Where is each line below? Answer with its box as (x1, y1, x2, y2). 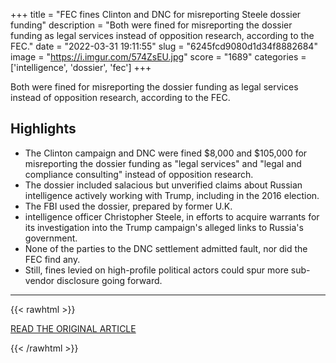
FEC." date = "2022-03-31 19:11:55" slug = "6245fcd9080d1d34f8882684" (10, 40, 318, 52)
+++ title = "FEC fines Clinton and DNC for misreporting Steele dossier (10, 9, 302, 20)
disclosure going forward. (56, 274, 163, 286)
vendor (24, 274, 55, 286)
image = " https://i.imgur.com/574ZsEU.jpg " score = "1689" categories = (10, 51, 307, 63)
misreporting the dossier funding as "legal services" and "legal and (24, 157, 302, 169)
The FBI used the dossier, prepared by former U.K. (24, 200, 233, 212)
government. (24, 232, 78, 244)
